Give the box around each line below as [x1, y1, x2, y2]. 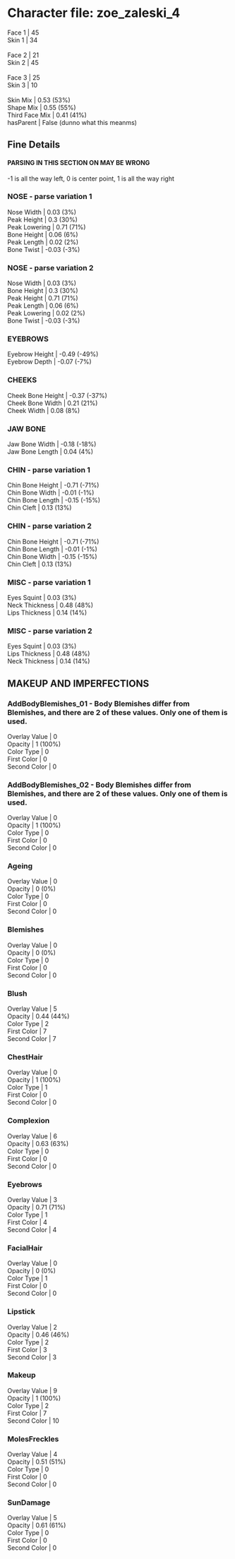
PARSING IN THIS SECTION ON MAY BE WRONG [7, 158, 150, 167]
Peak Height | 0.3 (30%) [7, 215, 78, 224]
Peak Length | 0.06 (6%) [7, 301, 79, 310]
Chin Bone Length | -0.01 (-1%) [7, 545, 97, 553]
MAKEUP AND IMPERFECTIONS [7, 678, 150, 690]
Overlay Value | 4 [7, 1450, 58, 1459]
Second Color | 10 [7, 1416, 60, 1425]
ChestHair [7, 1052, 44, 1061]
